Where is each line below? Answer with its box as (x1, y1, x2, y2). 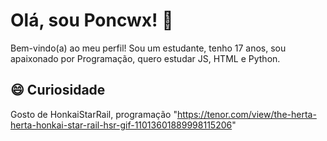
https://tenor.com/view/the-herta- (176, 108, 317, 120)
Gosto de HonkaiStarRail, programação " (10, 108, 178, 120)
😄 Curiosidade (10, 82, 106, 99)
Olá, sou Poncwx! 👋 (10, 9, 174, 32)
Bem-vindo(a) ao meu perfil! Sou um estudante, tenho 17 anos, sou (10, 42, 287, 54)
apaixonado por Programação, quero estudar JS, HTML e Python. (10, 52, 281, 64)
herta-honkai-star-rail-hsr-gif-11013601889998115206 (10, 119, 233, 131)
